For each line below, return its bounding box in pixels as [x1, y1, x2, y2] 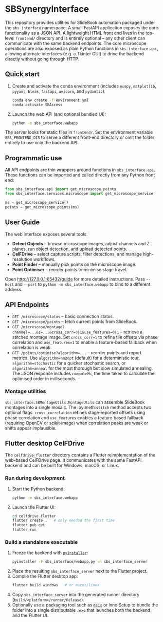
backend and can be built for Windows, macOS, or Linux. [5, 463, 120, 469]
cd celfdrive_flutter [12, 514, 56, 518]
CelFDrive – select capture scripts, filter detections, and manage [12, 251, 142, 257]
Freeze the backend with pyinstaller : [12, 550, 89, 556]
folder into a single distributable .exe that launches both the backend [12, 607, 150, 613]
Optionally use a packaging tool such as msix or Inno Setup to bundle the [12, 602, 158, 608]
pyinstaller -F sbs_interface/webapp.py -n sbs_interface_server [12, 559, 147, 564]
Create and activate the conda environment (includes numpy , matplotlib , [12, 83, 157, 89]
